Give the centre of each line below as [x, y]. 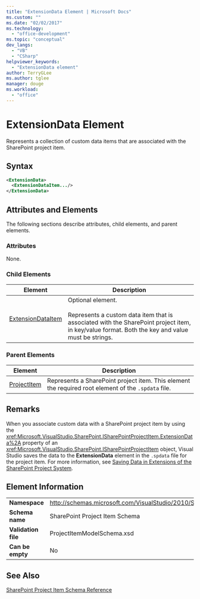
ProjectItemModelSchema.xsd [92, 533]
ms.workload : [22, 90]
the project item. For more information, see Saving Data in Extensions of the [99, 462]
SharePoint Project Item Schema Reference [59, 590]
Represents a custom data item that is [120, 315]
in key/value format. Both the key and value [128, 330]
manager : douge [25, 84]
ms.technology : [25, 28]
